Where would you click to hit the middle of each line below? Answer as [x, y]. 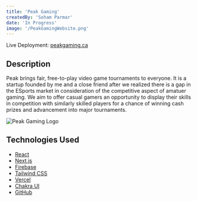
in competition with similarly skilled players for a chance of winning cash [95, 103]
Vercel [23, 180]
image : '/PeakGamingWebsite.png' [48, 28]
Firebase [26, 167]
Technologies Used [43, 140]
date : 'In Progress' [32, 23]
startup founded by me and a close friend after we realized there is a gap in [98, 84]
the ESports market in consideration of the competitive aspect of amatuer [96, 91]
